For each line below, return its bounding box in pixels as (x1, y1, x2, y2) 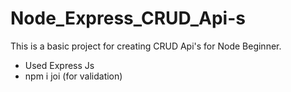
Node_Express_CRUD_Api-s (10, 7, 246, 30)
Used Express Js (24, 59, 95, 71)
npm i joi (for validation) (24, 70, 123, 82)
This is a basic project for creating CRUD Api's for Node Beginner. (10, 40, 282, 52)
